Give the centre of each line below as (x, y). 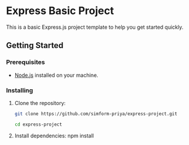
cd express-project (38, 124)
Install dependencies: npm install (54, 136)
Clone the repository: (40, 103)
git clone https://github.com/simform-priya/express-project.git (96, 114)
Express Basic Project (60, 11)
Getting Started (35, 45)
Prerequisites (25, 62)
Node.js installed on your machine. (56, 75)
